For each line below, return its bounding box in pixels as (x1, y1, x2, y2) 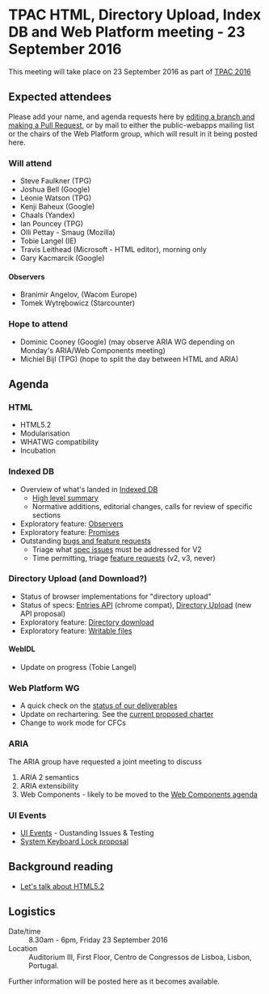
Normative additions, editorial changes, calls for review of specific (32, 501, 253, 511)
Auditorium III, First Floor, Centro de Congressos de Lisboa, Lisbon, (28, 952, 252, 962)
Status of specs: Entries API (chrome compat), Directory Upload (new (19, 600, 252, 609)
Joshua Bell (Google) (19, 184, 90, 195)
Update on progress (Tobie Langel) (19, 663, 137, 672)
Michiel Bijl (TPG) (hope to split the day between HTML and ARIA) (19, 354, 239, 364)
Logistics (8, 905, 56, 919)
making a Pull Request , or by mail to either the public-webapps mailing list (8, 120, 254, 130)
